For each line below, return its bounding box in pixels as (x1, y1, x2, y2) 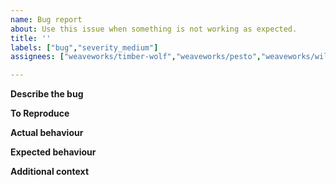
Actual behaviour (10, 127, 84, 139)
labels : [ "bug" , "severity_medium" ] (10, 42, 159, 53)
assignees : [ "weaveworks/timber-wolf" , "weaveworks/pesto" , (10, 52, 262, 62)
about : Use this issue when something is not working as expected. (10, 24, 298, 34)
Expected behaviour (10, 146, 97, 158)
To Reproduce (10, 107, 70, 120)
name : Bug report (10, 14, 83, 25)
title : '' (10, 33, 52, 43)
